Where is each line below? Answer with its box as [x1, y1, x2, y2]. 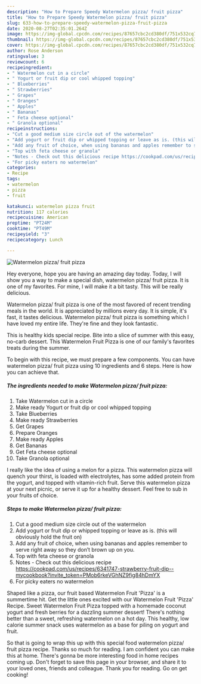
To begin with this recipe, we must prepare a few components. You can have [7, 356, 195, 363]
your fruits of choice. [7, 492, 58, 499]
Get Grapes [15, 423, 44, 430]
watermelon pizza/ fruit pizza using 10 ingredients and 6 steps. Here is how [7, 362, 192, 369]
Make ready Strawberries [15, 416, 78, 423]
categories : [7, 165, 36, 171]
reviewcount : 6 [7, 59, 45, 65]
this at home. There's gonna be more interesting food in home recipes [7, 652, 178, 659]
